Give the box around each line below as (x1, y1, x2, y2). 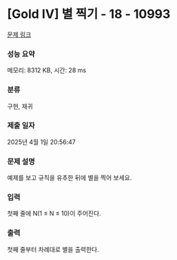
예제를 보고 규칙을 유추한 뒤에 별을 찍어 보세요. (7, 173, 132, 182)
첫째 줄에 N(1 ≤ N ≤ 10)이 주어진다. (7, 209, 101, 217)
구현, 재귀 (7, 102, 33, 110)
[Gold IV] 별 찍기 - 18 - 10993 (7, 6, 171, 22)
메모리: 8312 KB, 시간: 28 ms (7, 66, 87, 74)
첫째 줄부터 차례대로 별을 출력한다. (7, 245, 99, 253)
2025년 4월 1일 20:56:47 (7, 138, 76, 146)
